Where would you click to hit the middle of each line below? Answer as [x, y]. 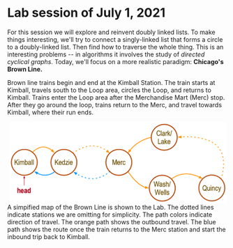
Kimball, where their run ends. [51, 112]
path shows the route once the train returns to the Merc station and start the [116, 230]
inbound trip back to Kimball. [49, 237]
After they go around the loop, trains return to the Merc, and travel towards [114, 104]
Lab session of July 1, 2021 [87, 13]
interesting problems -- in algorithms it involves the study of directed [106, 54]
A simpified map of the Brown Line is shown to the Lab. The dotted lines [111, 208]
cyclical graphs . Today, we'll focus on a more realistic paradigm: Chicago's [116, 61]
